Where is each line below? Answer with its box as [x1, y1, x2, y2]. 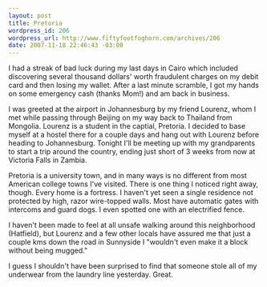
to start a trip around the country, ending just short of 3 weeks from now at [8, 147, 256, 157]
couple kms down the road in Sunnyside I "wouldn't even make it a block [8, 237, 249, 247]
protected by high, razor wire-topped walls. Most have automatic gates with [8, 197, 259, 206]
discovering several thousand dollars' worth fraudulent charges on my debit [8, 72, 259, 82]
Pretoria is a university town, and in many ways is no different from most [8, 171, 247, 181]
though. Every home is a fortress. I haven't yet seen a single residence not [8, 188, 254, 197]
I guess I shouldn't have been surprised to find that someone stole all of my [8, 261, 257, 271]
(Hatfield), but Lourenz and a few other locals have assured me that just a [8, 229, 251, 238]
